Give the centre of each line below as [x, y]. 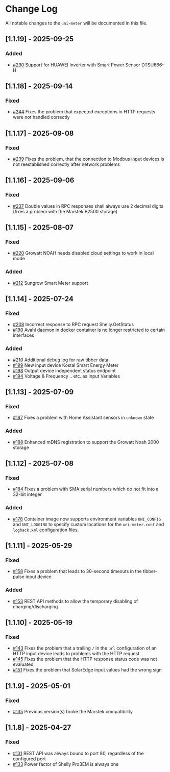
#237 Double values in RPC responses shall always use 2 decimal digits [88, 206]
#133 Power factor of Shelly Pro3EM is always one [66, 764]
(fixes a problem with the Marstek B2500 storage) [65, 211]
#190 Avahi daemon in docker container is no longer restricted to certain [89, 330]
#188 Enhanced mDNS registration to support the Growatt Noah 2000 [86, 442]
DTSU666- [153, 65]
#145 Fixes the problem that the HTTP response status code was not [85, 659]
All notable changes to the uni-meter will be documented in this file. [76, 23]
